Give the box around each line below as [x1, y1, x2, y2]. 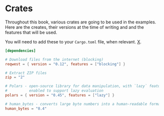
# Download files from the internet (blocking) [5, 57, 104, 62]
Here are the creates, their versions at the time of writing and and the [5, 24, 144, 30]
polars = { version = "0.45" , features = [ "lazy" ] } [5, 93, 115, 98]
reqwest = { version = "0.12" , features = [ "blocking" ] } [5, 61, 125, 66]
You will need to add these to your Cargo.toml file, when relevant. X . [5, 39, 142, 44]
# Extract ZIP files [5, 70, 47, 76]
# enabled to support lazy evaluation [5, 88, 104, 93]
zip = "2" [5, 75, 25, 80]
